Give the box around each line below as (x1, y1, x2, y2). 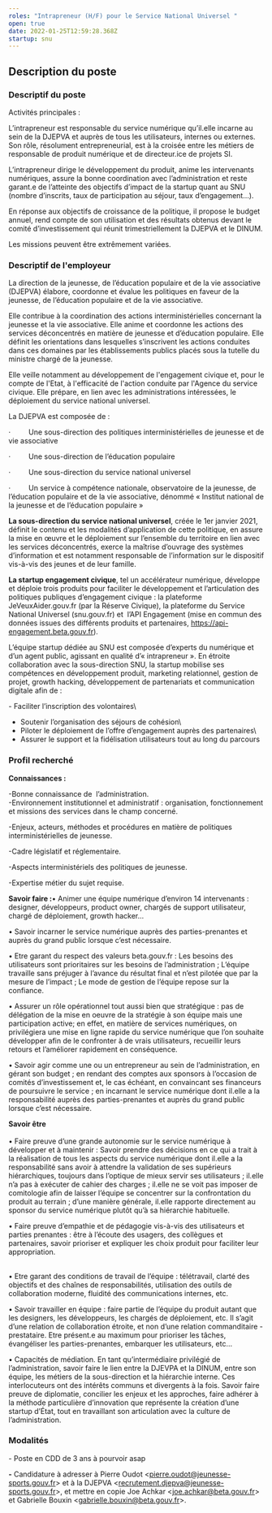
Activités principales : (8, 107, 81, 117)
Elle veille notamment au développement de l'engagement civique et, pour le (8, 370, 265, 380)
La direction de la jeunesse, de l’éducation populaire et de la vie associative (8, 278, 261, 288)
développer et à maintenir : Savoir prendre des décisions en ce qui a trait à (8, 1144, 258, 1154)
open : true (8, 19, 45, 28)
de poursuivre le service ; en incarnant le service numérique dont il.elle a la (8, 1086, 261, 1096)
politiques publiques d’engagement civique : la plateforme (8, 592, 203, 602)
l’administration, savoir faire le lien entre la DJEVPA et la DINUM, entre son (8, 1363, 257, 1373)
